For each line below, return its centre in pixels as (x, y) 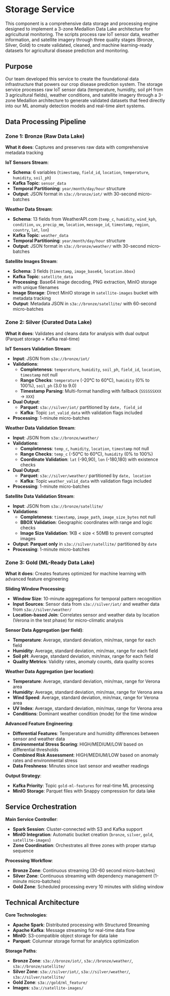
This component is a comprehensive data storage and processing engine (82, 23)
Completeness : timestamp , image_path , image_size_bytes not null (88, 517)
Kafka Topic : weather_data (40, 236)
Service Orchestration (41, 807)
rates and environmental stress (45, 760)
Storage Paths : (21, 951)
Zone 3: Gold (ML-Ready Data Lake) (50, 562)
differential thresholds (36, 750)
